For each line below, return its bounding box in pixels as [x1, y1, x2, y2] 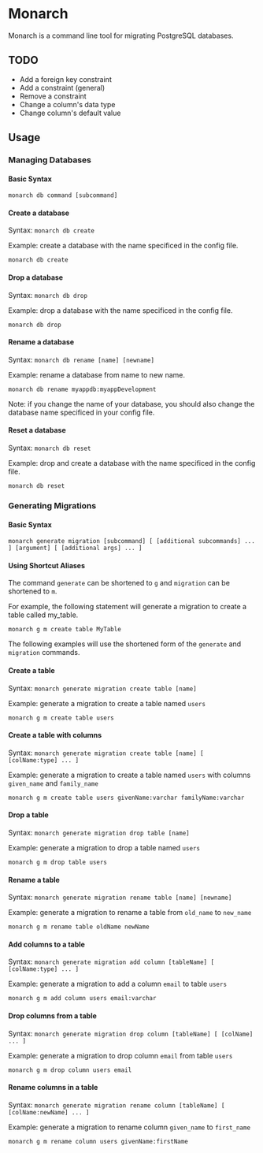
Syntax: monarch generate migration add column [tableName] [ [8, 957, 215, 966]
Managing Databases [8, 154, 92, 166]
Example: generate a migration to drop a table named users [8, 843, 201, 853]
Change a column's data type [19, 99, 116, 109]
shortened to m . [8, 586, 57, 596]
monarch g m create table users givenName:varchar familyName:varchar [8, 794, 245, 802]
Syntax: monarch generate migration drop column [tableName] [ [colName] [8, 1028, 254, 1038]
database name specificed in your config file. [8, 407, 155, 417]
